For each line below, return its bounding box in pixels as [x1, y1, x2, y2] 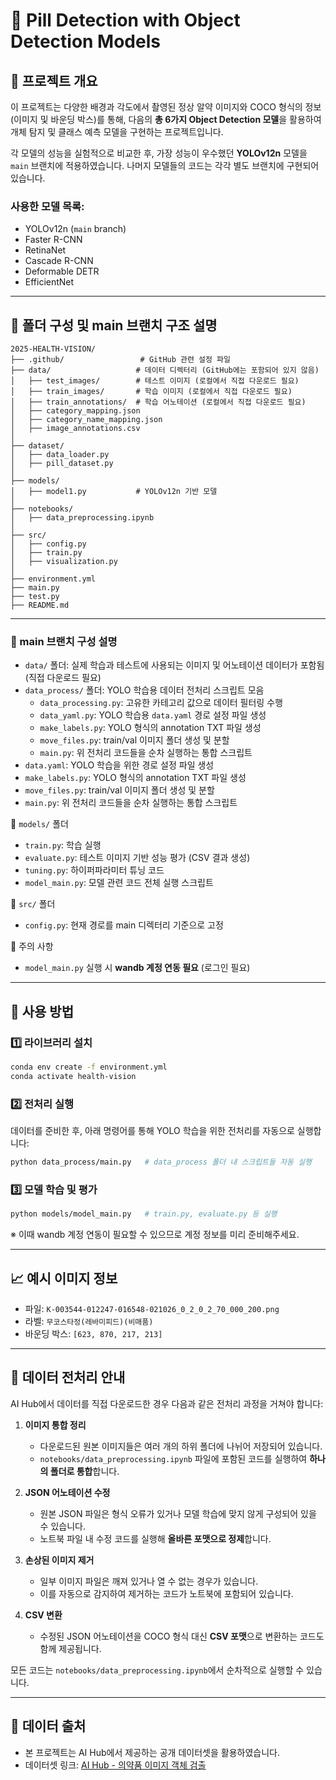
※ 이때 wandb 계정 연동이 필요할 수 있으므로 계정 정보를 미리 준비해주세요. [10, 1229, 300, 1241]
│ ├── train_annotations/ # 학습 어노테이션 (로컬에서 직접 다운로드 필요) [10, 397, 307, 408]
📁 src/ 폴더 [10, 898, 56, 910]
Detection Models [10, 30, 161, 53]
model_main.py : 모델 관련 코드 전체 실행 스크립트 [24, 877, 214, 889]
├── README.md [10, 600, 70, 611]
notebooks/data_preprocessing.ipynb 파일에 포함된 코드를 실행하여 [39, 1452, 308, 1464]
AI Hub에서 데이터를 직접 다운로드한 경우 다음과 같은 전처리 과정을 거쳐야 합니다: [10, 1397, 324, 1409]
